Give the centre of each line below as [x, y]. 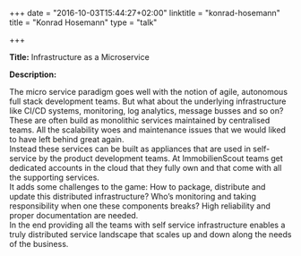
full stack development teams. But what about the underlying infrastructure [148, 101]
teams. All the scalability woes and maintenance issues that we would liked [148, 130]
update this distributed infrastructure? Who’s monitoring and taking [133, 196]
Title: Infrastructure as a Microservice [79, 57]
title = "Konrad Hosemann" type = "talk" [83, 22]
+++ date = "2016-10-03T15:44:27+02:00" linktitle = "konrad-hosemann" [145, 13]
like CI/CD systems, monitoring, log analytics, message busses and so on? [146, 111]
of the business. [39, 244]
